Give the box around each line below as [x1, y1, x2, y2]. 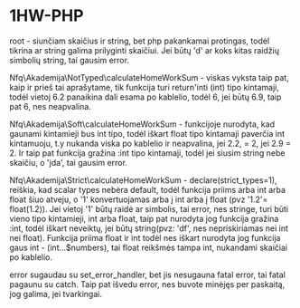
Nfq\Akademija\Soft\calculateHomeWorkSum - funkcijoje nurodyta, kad [9, 119, 276, 130]
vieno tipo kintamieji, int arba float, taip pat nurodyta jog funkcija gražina [9, 213, 279, 224]
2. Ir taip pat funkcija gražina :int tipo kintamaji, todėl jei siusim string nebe [9, 147, 286, 159]
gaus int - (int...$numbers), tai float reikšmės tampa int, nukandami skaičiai [9, 242, 287, 253]
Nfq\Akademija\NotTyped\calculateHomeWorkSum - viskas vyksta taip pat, [9, 72, 289, 82]
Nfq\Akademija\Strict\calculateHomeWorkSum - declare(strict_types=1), [9, 174, 277, 186]
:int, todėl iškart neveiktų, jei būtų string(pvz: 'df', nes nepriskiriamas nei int [9, 223, 289, 234]
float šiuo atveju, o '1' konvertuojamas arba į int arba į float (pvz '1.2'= [9, 194, 268, 205]
